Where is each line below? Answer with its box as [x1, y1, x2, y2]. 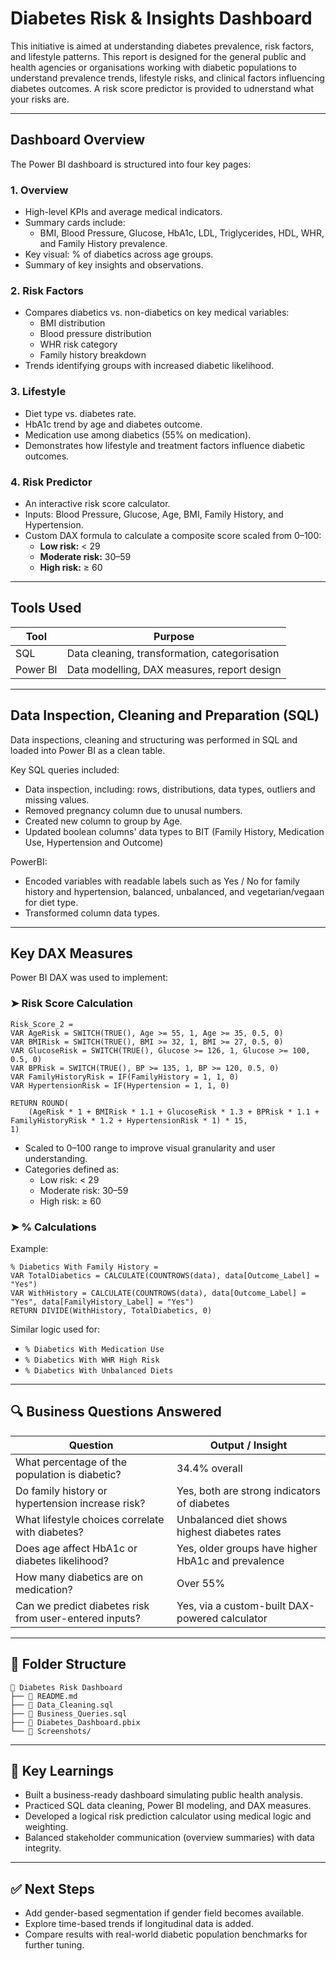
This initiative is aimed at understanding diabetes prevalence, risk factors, [10, 40, 315, 52]
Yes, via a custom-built [176, 1598, 287, 1612]
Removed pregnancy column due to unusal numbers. [24, 804, 243, 816]
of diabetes [176, 1496, 230, 1510]
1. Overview [10, 183, 69, 197]
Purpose [153, 629, 195, 643]
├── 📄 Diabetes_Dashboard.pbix [10, 1717, 141, 1727]
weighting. [24, 1821, 69, 1833]
